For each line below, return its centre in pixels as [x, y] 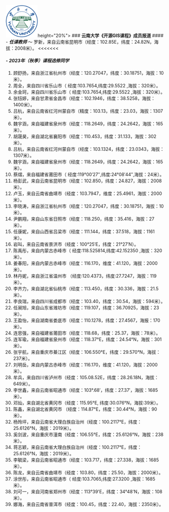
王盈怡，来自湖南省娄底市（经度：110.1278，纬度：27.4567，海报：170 [87, 320]
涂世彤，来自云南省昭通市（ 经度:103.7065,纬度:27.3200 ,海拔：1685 [84, 479]
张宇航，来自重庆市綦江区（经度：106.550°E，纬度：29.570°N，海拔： [87, 352]
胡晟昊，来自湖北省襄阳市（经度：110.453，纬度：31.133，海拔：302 [85, 136]
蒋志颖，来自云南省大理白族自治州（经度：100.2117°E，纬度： [77, 447]
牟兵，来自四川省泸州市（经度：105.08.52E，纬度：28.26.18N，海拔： [86, 377]
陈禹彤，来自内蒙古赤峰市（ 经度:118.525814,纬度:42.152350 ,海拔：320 [88, 250]
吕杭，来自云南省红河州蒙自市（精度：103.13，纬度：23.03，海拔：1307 [88, 111]
